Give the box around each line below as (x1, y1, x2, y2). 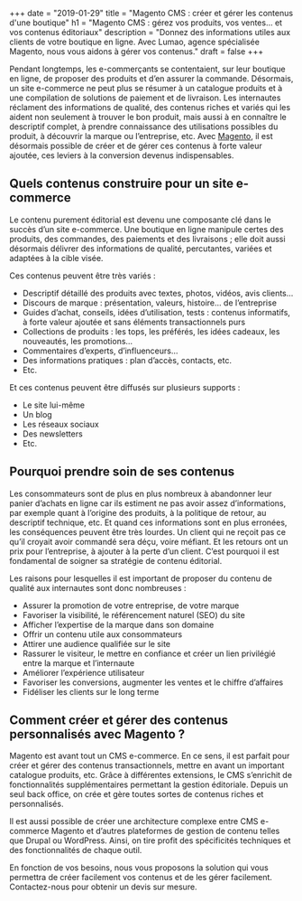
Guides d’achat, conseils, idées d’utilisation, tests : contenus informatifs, (22, 306, 291, 317)
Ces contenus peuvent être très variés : (9, 270, 156, 281)
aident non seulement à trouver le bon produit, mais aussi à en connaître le (9, 112, 287, 122)
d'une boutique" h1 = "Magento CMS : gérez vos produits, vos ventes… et (9, 17, 282, 28)
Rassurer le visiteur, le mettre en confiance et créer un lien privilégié (22, 648, 277, 659)
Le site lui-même (22, 399, 86, 410)
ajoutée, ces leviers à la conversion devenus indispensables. (9, 150, 234, 161)
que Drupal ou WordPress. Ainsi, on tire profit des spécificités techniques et (9, 835, 291, 846)
